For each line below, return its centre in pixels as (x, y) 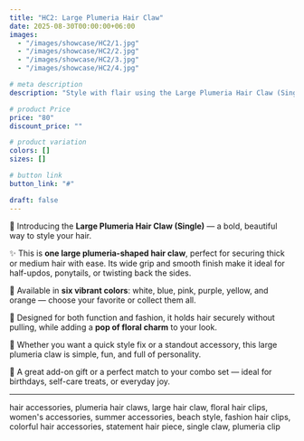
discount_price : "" (46, 126)
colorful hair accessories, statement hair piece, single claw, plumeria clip (145, 427)
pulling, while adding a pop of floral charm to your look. (113, 327)
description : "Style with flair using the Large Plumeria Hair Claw (141, 93)
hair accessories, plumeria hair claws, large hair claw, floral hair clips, (139, 407)
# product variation (48, 142)
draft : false (34, 200)
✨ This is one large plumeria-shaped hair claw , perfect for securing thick (147, 253)
